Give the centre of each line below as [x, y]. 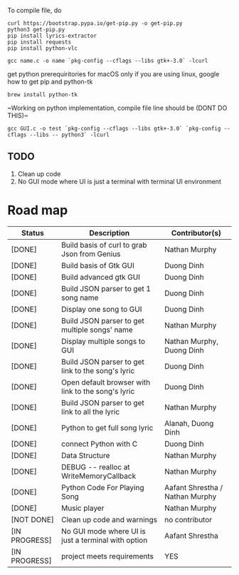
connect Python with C [100, 444]
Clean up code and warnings [110, 519]
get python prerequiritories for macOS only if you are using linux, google [113, 74]
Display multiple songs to [103, 341]
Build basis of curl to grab [104, 245]
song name [80, 297]
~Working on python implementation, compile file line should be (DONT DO [117, 108]
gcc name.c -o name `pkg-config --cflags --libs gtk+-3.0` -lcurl [108, 61]
